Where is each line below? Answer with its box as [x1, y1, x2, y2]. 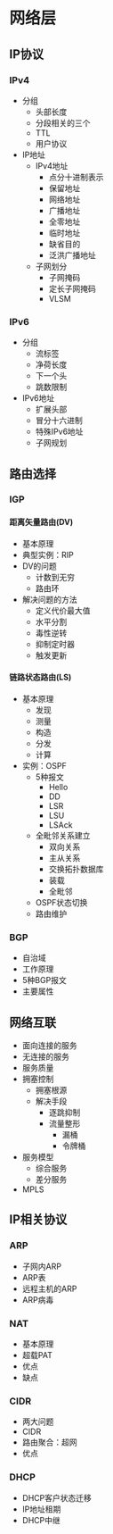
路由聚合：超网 [21, 1437, 77, 1447]
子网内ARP [21, 1261, 62, 1271]
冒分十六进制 [35, 415, 83, 426]
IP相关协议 [9, 1212, 68, 1228]
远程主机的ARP [21, 1283, 77, 1294]
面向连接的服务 [21, 1040, 77, 1050]
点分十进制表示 [48, 171, 104, 182]
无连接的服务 [21, 1051, 69, 1062]
